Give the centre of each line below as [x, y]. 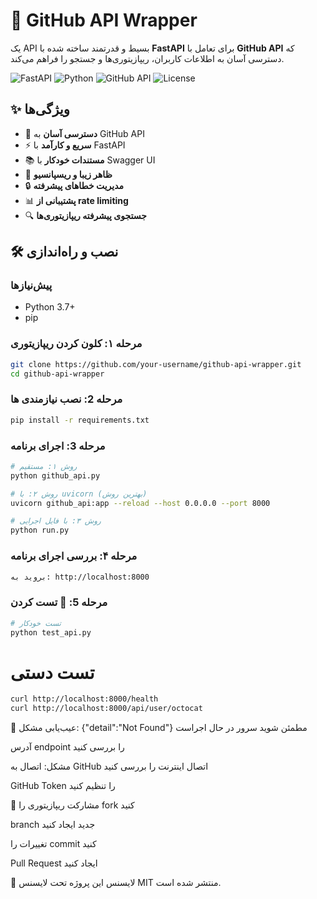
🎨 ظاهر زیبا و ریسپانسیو [68, 174]
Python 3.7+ [50, 307]
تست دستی [52, 672]
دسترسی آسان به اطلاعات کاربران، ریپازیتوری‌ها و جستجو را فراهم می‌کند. [147, 58]
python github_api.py [55, 475]
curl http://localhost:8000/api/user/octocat [106, 709]
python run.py [40, 530]
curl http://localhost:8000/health [84, 699]
